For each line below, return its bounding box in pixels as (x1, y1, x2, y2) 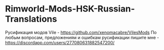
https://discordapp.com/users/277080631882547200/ (5, 39, 115, 45)
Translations (5, 13, 57, 25)
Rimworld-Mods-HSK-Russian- (5, 3, 135, 14)
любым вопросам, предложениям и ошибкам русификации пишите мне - (5, 35, 159, 40)
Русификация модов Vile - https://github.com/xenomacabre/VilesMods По (5, 29, 157, 35)
